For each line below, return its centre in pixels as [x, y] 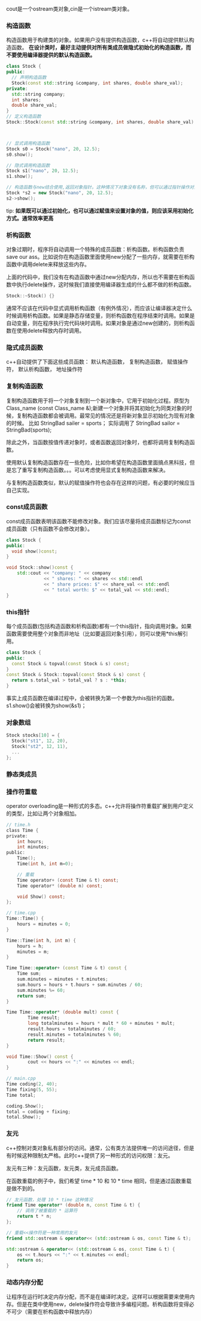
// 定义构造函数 [24, 117]
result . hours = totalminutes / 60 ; [72, 1029]
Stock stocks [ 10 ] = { [33, 735]
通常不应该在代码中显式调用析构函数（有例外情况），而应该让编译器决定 [94, 308]
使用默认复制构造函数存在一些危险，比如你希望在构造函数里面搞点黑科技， [98, 462]
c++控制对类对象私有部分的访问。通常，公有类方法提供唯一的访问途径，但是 [100, 1148]
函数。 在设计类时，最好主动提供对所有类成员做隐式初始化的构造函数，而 [101, 47]
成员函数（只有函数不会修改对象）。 [49, 529]
